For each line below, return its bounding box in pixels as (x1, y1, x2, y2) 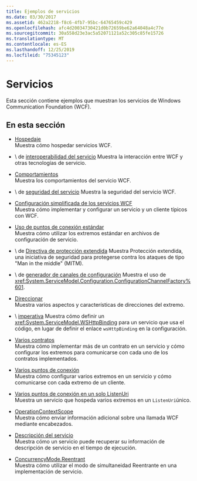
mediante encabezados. (14, 421, 73, 428)
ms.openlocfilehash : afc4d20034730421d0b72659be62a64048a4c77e (6, 25, 164, 31)
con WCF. (14, 212, 39, 219)
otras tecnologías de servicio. (14, 160, 87, 167)
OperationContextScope (14, 408, 73, 415)
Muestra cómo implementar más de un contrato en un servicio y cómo (14, 343, 185, 350)
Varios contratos (14, 337, 55, 344)
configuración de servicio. (14, 236, 78, 243)
